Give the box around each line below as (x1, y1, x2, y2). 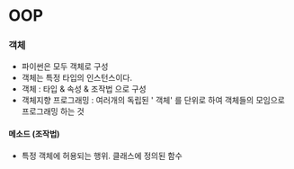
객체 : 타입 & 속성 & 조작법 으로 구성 (21, 84, 147, 94)
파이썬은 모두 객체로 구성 (21, 61, 109, 72)
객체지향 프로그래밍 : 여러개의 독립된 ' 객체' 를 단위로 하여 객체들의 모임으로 (21, 95, 285, 106)
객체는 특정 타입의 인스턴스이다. (21, 73, 132, 84)
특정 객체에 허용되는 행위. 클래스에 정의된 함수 (21, 150, 183, 161)
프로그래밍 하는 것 (21, 106, 85, 117)
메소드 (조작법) (8, 129, 60, 139)
